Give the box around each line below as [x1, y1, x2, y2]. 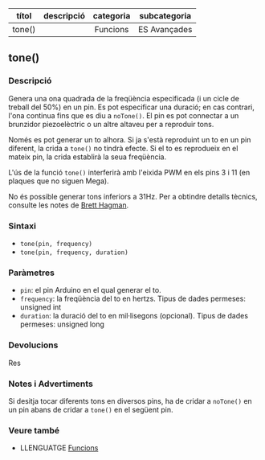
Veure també [8, 425, 60, 436]
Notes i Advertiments [8, 378, 94, 389]
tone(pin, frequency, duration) [19, 248, 128, 257]
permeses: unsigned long [19, 319, 104, 329]
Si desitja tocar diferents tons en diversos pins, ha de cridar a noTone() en [8, 396, 253, 405]
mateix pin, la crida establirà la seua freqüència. [8, 152, 167, 162]
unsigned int [19, 302, 62, 312]
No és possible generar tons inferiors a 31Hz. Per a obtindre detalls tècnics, [8, 191, 259, 201]
